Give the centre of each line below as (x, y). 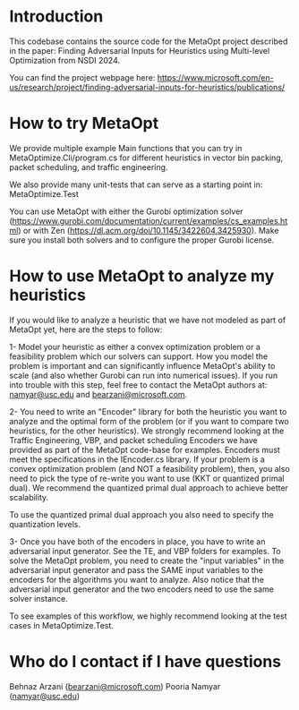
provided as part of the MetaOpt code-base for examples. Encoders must (145, 449)
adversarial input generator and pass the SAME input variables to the (137, 569)
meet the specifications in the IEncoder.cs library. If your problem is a (137, 459)
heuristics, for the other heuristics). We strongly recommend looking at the (147, 431)
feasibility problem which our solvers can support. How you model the (139, 356)
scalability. (29, 497)
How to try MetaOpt (84, 124)
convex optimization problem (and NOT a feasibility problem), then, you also (150, 468)
